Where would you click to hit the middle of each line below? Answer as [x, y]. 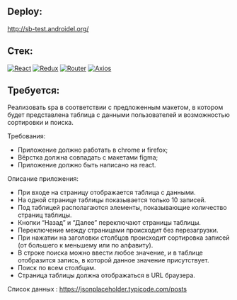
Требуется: [34, 90]
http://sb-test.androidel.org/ [48, 28]
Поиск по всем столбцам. [57, 268]
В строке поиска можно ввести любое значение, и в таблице [110, 253]
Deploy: [25, 12]
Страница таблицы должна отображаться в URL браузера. [106, 275]
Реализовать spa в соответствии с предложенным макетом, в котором [115, 107]
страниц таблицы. [45, 215]
